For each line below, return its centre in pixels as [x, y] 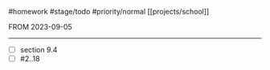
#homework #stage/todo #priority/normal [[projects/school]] [109, 12]
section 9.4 [39, 50]
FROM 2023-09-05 [40, 27]
